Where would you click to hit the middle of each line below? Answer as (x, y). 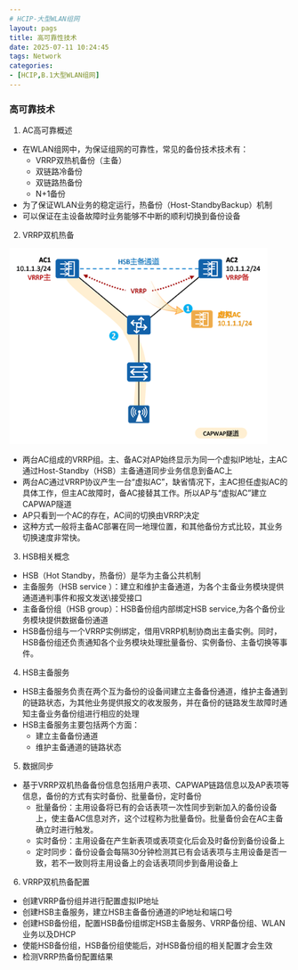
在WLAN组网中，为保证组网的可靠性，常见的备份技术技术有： (135, 149)
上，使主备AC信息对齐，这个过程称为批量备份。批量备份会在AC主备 (159, 818)
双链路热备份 (59, 183)
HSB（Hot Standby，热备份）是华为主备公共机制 (112, 576)
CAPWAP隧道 (47, 505)
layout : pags (33, 28)
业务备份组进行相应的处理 (93, 714)
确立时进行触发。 (67, 830)
